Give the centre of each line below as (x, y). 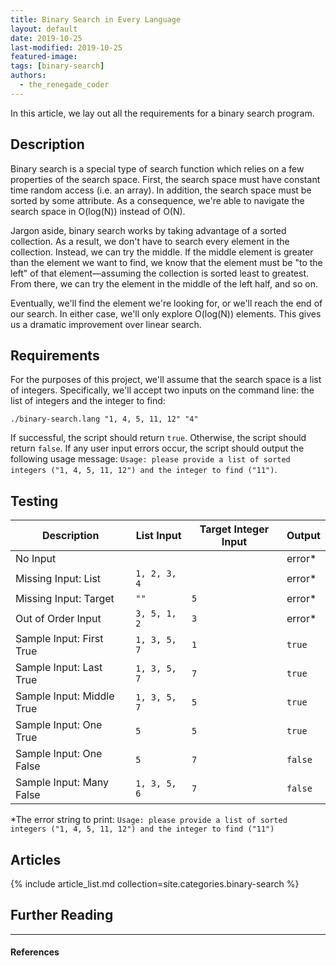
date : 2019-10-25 (46, 38)
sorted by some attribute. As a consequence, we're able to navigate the (157, 200)
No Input (36, 559)
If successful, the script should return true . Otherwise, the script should (158, 438)
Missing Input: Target (65, 599)
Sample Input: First (59, 639)
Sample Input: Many (62, 783)
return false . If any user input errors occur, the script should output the (157, 448)
